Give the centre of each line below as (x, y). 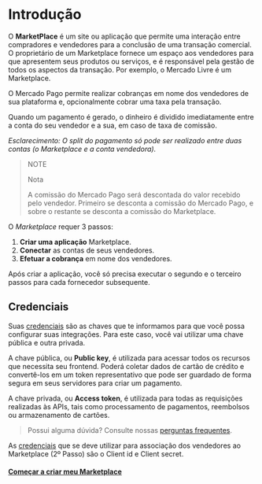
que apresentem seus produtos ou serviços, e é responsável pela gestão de (131, 61)
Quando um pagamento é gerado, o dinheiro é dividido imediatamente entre (131, 116)
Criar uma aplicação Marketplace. (75, 242)
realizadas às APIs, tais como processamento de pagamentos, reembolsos (129, 406)
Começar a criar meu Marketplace (65, 472)
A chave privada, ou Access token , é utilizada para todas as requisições (125, 398)
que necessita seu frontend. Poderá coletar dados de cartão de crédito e (126, 366)
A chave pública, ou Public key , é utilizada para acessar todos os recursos (129, 358)
